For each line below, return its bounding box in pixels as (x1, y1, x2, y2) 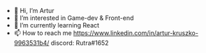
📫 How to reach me (13, 29, 72, 37)
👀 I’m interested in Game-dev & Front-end (13, 14, 134, 22)
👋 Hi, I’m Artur (13, 7, 54, 14)
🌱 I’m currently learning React (13, 21, 100, 29)
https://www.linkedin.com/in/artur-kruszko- (73, 29, 199, 37)
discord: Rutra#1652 (50, 39, 110, 47)
